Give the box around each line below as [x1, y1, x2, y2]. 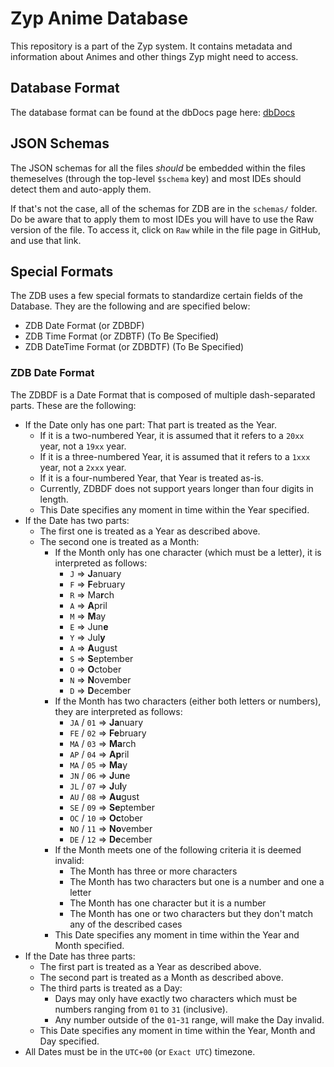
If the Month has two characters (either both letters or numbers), [54, 695, 322, 707]
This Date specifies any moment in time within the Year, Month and [39, 1024, 316, 1036]
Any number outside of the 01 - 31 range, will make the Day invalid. [54, 1013, 325, 1026]
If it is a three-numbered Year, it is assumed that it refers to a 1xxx [39, 450, 311, 462]
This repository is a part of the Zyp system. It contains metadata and [10, 40, 293, 52]
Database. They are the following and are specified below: [10, 300, 251, 312]
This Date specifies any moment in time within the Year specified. [39, 503, 310, 516]
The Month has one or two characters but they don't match [69, 907, 314, 919]
